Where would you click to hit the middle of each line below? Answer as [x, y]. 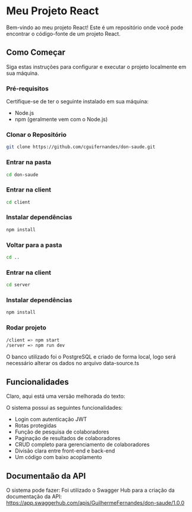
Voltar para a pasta [34, 245]
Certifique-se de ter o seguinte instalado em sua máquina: [77, 102]
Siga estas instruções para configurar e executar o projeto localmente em [96, 67]
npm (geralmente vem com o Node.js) [61, 120]
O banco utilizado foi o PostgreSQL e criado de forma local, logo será [91, 357]
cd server [18, 285]
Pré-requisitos [27, 89]
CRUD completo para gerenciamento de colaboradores [82, 445]
